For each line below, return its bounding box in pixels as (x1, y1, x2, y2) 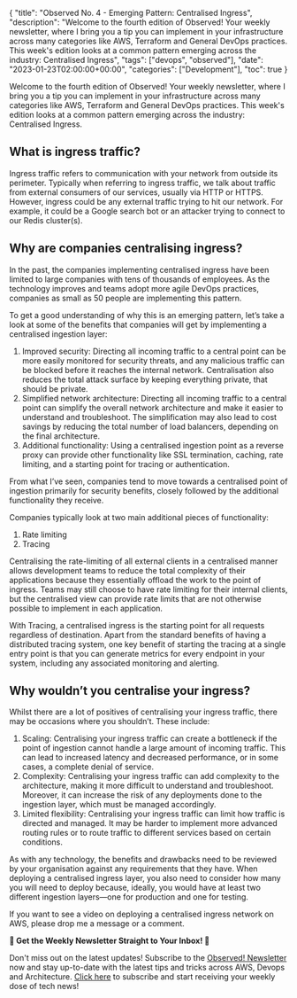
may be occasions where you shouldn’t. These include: (9, 716, 210, 727)
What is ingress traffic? (9, 144, 141, 160)
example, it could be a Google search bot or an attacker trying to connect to (9, 206, 286, 216)
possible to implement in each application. (9, 603, 164, 613)
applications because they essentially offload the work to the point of (9, 574, 262, 585)
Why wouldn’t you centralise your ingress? (9, 683, 250, 698)
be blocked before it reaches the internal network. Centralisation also (21, 364, 274, 375)
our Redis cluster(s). (9, 214, 83, 225)
